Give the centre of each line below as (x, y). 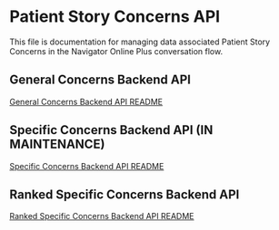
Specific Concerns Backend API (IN (111, 130)
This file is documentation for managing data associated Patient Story (140, 42)
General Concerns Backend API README (86, 101)
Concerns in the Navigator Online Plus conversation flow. (116, 51)
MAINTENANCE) (57, 144)
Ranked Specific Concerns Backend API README (102, 216)
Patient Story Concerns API (115, 17)
